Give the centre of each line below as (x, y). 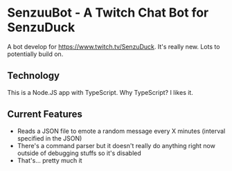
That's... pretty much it (50, 160)
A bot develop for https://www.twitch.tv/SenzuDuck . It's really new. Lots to (114, 46)
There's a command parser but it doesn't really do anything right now (116, 145)
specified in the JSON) (50, 138)
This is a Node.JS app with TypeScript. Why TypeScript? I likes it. (100, 92)
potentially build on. (35, 54)
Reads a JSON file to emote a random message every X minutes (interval (121, 131)
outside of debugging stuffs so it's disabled (79, 153)
